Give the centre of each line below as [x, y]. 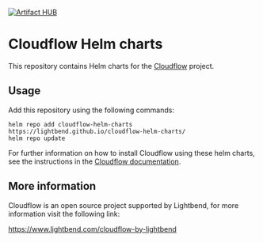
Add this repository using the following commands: [91, 110]
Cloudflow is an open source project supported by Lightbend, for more [124, 205]
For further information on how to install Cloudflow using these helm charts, [131, 153]
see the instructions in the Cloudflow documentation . [95, 161]
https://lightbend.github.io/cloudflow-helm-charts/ [97, 131]
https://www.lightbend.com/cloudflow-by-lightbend [92, 229]
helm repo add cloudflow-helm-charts [71, 124]
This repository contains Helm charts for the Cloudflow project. [111, 66]
